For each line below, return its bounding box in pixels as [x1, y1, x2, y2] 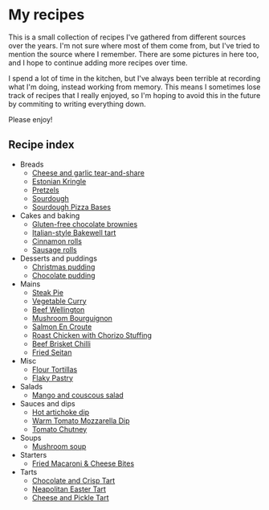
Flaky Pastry [31, 372, 74, 383]
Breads [19, 159, 44, 169]
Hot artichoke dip [31, 407, 90, 417]
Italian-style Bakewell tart [31, 228, 116, 237]
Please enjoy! [8, 114, 53, 124]
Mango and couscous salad [31, 390, 124, 400]
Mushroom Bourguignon [31, 313, 112, 323]
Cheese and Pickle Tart [31, 492, 110, 502]
